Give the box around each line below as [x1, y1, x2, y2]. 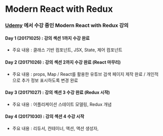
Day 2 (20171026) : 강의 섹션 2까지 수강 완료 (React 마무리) [5, 59, 121, 65]
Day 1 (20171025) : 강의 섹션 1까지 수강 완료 [5, 35, 90, 41]
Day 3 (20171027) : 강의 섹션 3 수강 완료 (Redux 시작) [5, 90, 110, 96]
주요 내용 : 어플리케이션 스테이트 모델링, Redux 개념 [12, 101, 112, 107]
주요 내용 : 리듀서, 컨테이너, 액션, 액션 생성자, [12, 125, 99, 131]
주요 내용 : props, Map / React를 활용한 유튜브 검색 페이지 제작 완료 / [12, 71, 146, 77]
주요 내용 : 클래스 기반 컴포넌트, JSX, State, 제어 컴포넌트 [12, 47, 123, 53]
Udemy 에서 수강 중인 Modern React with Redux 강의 [5, 22, 129, 29]
